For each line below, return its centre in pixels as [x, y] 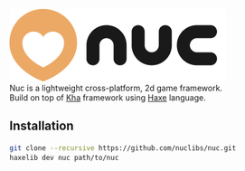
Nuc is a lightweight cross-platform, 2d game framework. [116, 88]
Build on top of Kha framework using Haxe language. [108, 98]
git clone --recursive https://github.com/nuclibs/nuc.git [123, 148]
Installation [42, 126]
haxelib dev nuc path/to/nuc [64, 157]
